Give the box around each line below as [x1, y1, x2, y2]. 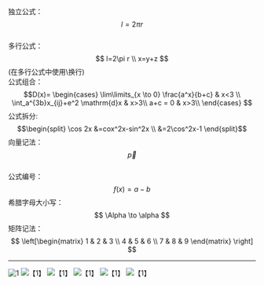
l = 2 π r [120, 20, 144, 29]
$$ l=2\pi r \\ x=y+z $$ [95, 54, 169, 63]
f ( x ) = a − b [113, 185, 151, 194]
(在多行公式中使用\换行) [8, 68, 85, 76]
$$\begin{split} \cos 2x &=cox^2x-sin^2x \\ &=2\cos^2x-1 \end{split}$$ [16, 124, 247, 133]
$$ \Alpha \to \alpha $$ [93, 210, 170, 220]
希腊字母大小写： [8, 198, 64, 206]
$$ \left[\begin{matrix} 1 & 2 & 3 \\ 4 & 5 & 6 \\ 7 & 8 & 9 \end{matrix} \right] [10, 236, 254, 246]
